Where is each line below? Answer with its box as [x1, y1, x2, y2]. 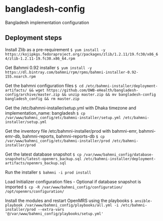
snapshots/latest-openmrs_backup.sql [5, 156, 82, 161]
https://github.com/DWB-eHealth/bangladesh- [46, 88, 139, 93]
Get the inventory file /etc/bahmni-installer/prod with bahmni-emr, [5, 128, 138, 134]
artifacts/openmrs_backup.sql [5, 161, 67, 165]
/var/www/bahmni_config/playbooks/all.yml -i [24, 202, 119, 208]
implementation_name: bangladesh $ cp [5, 110, 85, 116]
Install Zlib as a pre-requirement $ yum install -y [5, 46, 106, 52]
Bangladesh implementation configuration [5, 20, 89, 25]
